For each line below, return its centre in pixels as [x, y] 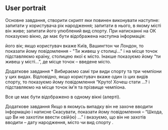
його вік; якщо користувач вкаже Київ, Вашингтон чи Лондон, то [74, 46]
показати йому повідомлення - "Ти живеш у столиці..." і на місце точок [81, 51]
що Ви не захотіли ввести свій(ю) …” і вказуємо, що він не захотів [76, 117]
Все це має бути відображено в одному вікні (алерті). [63, 97]
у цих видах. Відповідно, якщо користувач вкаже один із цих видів [77, 76]
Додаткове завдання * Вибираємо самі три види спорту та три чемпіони [83, 71]
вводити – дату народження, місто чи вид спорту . [59, 122]
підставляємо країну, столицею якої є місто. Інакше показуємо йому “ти [83, 56]
